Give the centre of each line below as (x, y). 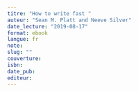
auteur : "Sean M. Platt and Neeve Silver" (69, 20)
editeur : (20, 78)
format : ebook (28, 33)
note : (15, 46)
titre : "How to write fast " (49, 13)
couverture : (24, 59)
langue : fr (23, 39)
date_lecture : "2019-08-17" (48, 26)
